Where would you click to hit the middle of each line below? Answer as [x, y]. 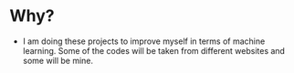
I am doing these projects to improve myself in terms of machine [144, 41]
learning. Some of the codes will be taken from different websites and [154, 50]
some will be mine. [58, 60]
